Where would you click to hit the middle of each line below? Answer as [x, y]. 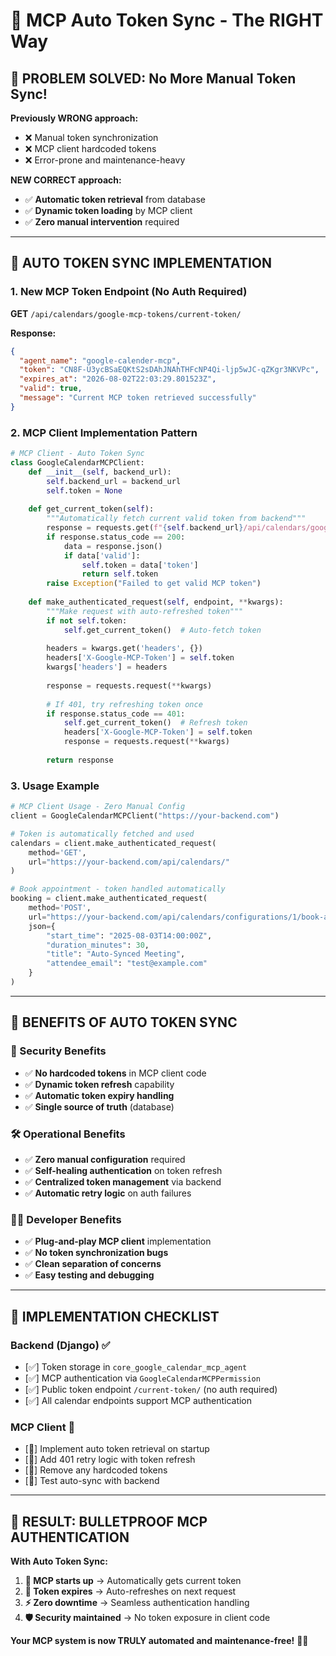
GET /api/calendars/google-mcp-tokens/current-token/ [126, 313]
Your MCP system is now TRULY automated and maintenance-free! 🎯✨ [159, 1640]
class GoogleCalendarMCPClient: [77, 462]
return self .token [120, 574]
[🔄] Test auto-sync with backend [92, 1481]
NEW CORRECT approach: [66, 180]
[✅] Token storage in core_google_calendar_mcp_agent [136, 1366]
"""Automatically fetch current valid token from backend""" [176, 519]
